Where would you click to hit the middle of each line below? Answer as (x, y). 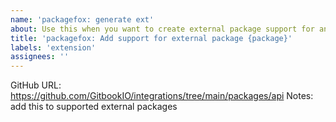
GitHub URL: (36, 85)
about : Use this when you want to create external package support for (162, 29)
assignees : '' (40, 57)
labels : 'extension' (53, 47)
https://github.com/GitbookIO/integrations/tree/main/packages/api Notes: (162, 96)
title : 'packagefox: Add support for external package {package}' (151, 38)
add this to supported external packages (94, 107)
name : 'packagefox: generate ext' (82, 19)
